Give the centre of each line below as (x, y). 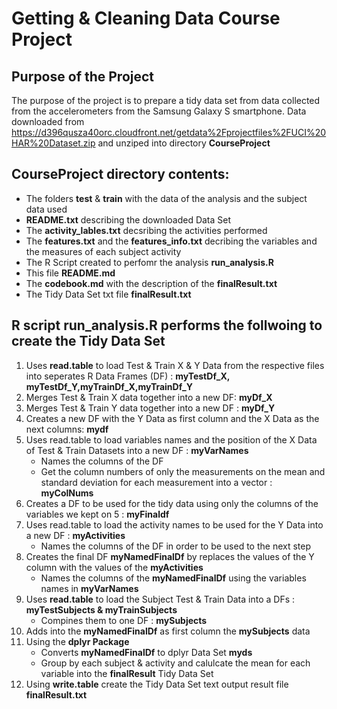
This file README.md (70, 273)
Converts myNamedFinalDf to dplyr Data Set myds (146, 652)
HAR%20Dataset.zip (53, 143)
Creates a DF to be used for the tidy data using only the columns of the (172, 503)
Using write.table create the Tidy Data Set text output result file (157, 684)
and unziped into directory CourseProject (184, 143)
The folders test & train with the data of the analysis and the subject (166, 198)
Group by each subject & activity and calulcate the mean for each (175, 663)
